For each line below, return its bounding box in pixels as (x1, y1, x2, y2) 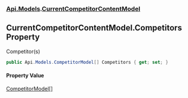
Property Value (6, 72, 44, 79)
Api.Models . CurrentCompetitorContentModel (6, 5, 141, 13)
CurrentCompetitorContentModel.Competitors (6, 23, 182, 33)
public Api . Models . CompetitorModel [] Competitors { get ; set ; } (6, 59, 168, 65)
